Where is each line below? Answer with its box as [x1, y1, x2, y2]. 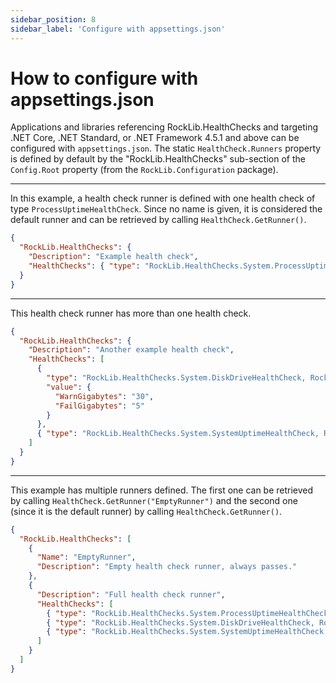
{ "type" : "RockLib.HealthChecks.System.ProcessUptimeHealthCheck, [46, 608, 333, 618]
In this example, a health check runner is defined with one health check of [10, 192, 316, 205]
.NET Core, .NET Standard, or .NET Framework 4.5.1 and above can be [10, 132, 300, 144]
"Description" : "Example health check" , [28, 252, 199, 262]
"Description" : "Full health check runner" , [36, 589, 226, 600]
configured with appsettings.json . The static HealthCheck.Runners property [10, 142, 322, 155]
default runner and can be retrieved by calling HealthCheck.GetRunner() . [10, 214, 307, 226]
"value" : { [46, 382, 92, 392]
